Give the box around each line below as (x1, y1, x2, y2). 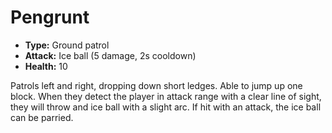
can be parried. (10, 111, 74, 123)
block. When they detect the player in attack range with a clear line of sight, (10, 90, 322, 102)
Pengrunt (10, 6, 90, 29)
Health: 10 (24, 60, 68, 72)
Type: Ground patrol (24, 39, 110, 51)
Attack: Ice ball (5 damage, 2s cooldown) (24, 49, 197, 61)
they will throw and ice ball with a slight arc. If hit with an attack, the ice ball (10, 101, 322, 113)
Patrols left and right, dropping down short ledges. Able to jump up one (10, 79, 303, 91)
